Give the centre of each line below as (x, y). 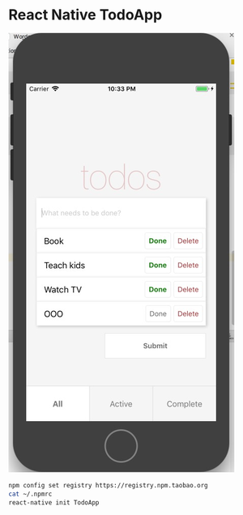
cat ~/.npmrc (30, 494)
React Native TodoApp (85, 15)
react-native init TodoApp (54, 502)
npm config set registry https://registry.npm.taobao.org (108, 485)
